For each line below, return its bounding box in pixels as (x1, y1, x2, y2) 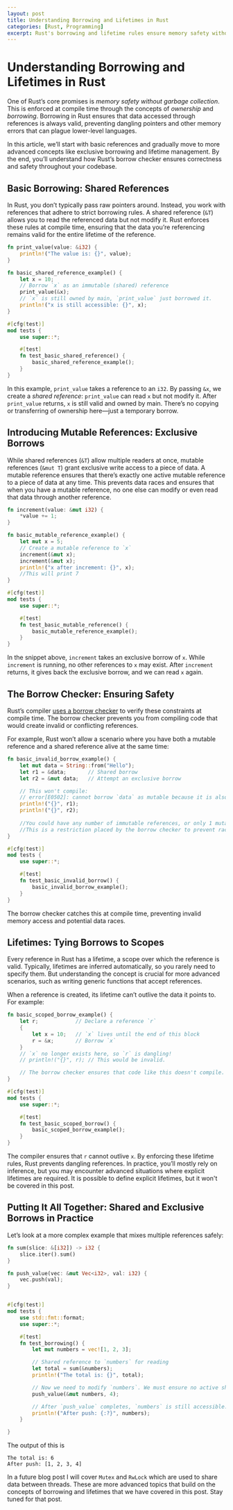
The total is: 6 (7, 1454, 54, 1462)
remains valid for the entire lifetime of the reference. (7, 231, 156, 238)
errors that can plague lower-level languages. (7, 126, 137, 135)
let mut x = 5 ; (19, 538, 64, 545)
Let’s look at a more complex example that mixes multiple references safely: (7, 1231, 224, 1239)
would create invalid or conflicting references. (7, 722, 139, 729)
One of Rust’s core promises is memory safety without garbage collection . (7, 97, 220, 106)
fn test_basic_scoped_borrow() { (19, 1120, 116, 1127)
